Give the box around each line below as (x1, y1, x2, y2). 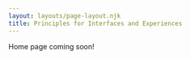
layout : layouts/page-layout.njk (8, 11, 121, 20)
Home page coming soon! (8, 41, 95, 51)
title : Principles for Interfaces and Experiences (8, 19, 183, 27)
